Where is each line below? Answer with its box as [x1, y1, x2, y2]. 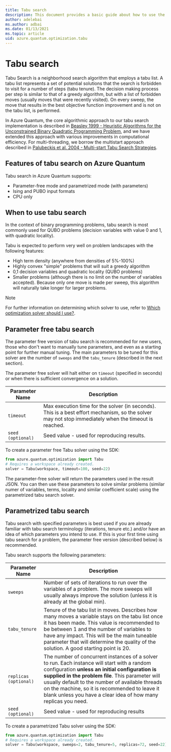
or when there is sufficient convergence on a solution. [5, 376, 119, 382]
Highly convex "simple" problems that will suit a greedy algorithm [12, 263, 150, 270]
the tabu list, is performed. [5, 107, 61, 113]
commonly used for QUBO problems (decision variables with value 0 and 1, [5, 227, 162, 233]
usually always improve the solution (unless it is [43, 592, 158, 599]
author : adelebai [5, 17, 42, 22]
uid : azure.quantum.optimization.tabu [5, 36, 88, 41]
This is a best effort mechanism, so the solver [43, 409, 152, 416]
